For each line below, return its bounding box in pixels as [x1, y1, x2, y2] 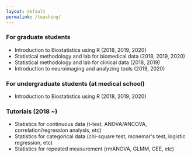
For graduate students [6, 33, 71, 41]
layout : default [6, 8, 46, 15]
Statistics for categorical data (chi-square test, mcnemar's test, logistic [14, 133, 186, 140]
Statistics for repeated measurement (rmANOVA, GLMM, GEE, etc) [14, 145, 174, 152]
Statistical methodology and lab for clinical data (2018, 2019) [14, 59, 161, 66]
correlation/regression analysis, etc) [14, 127, 102, 134]
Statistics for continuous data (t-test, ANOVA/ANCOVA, [14, 121, 147, 128]
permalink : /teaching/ [6, 14, 61, 20]
